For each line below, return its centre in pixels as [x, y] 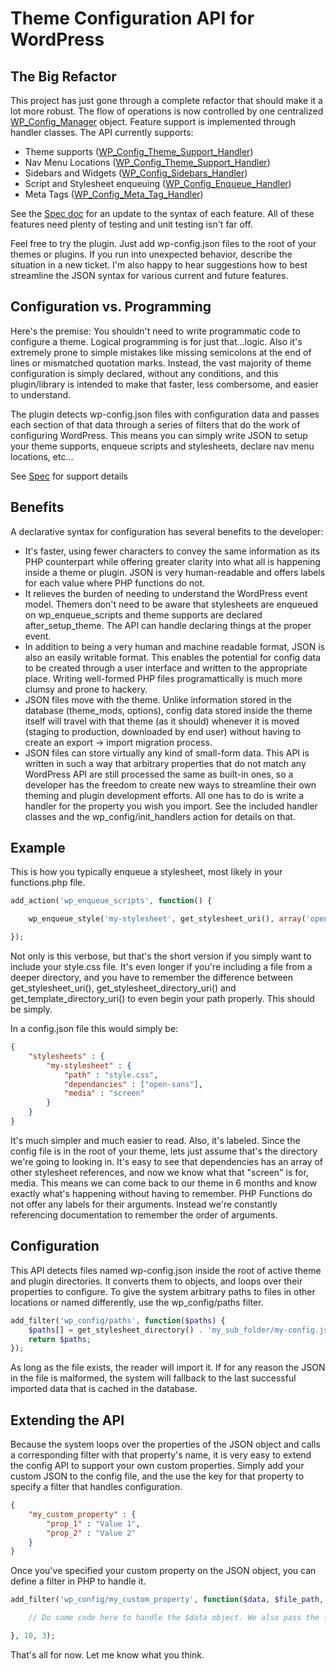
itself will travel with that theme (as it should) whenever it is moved [162, 721]
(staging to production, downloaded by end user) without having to [163, 731]
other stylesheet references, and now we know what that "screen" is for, [159, 1172]
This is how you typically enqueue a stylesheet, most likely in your [146, 872]
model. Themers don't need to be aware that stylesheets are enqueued [171, 604]
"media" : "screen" [104, 1093]
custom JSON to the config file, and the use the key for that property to [157, 1476]
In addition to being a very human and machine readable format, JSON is [174, 646]
